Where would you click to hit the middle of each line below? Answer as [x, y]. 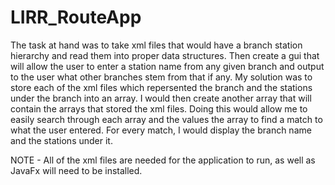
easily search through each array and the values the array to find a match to [166, 119]
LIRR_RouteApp [76, 17]
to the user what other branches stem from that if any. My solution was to [161, 77]
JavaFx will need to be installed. [76, 170]
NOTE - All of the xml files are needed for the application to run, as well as [163, 160]
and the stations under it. [61, 140]
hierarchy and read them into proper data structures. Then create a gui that [165, 55]
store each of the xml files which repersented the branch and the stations [161, 87]
